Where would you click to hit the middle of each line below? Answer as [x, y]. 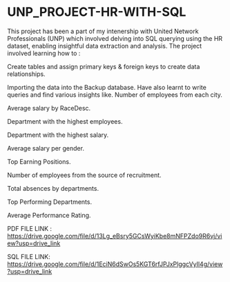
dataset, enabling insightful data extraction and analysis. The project [105, 46]
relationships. [27, 74]
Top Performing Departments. [49, 202]
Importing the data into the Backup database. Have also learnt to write [107, 87]
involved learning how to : [44, 53]
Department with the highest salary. [58, 135]
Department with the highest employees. [65, 121]
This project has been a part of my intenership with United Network [103, 31]
